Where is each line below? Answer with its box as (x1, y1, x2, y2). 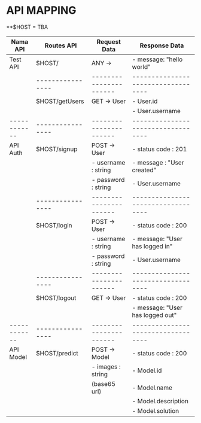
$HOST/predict (35, 349, 79, 357)
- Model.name (132, 384, 172, 392)
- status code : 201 (132, 145, 187, 153)
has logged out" (132, 311, 177, 319)
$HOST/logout (35, 294, 77, 302)
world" (132, 62, 151, 71)
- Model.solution (132, 406, 179, 415)
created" (132, 166, 157, 174)
